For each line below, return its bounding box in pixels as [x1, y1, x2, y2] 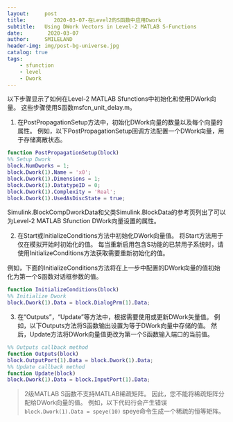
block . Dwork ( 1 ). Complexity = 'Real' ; [7, 188, 116, 195]
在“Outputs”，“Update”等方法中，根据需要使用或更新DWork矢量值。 [17, 313, 213, 320]
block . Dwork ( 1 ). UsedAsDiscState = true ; [7, 195, 126, 202]
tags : [7, 56, 23, 63]
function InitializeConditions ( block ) [7, 286, 119, 293]
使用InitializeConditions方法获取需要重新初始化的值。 [17, 249, 169, 257]
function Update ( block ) [7, 370, 76, 377]
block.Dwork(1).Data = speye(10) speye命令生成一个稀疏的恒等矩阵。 [24, 407, 225, 416]
